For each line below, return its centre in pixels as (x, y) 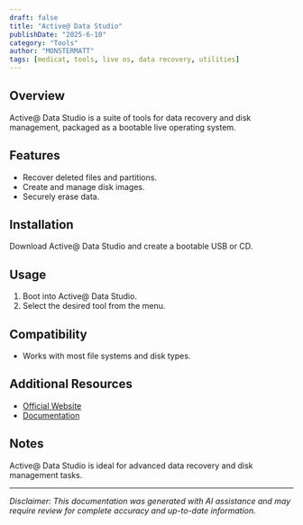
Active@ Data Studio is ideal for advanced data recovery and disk (131, 466)
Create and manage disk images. (84, 186)
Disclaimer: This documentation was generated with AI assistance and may (150, 501)
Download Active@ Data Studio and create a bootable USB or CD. (131, 246)
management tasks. (46, 475)
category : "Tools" (44, 43)
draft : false (34, 18)
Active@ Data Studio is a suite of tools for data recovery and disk (130, 117)
